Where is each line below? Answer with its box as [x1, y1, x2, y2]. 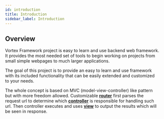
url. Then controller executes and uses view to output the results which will [5, 103, 157, 109]
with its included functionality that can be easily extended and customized [5, 73, 155, 79]
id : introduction [5, 7, 41, 12]
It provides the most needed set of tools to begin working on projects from [5, 53, 155, 59]
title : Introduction [5, 12, 47, 17]
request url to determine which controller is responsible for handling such [5, 98, 154, 104]
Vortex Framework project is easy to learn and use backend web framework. [5, 48, 160, 54]
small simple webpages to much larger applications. [5, 58, 110, 64]
